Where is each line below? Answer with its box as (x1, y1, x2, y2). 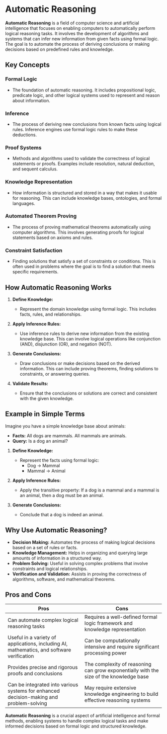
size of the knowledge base (84, 673, 149, 680)
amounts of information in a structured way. (12, 555, 102, 561)
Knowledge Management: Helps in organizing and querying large (12, 550, 148, 556)
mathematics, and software (7, 647, 71, 653)
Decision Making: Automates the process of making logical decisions (12, 539, 156, 545)
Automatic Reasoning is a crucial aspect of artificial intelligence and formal (5, 713, 160, 719)
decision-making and (7, 694, 58, 701)
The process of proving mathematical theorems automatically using (12, 224, 151, 230)
